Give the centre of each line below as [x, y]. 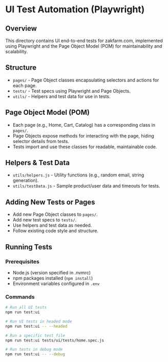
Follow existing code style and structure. [56, 231]
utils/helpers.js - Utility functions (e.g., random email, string [78, 175]
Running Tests [29, 247]
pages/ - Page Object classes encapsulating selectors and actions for [86, 80]
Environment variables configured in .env [56, 284]
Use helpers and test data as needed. [52, 225]
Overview [21, 28]
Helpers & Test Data [38, 163]
